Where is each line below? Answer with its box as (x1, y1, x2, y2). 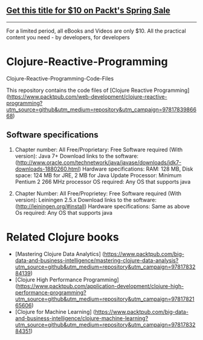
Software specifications (6, 130, 98, 140)
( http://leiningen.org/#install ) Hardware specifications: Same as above (14, 203, 190, 210)
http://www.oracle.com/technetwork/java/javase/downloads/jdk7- (17, 159, 182, 166)
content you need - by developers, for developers (6, 33, 130, 41)
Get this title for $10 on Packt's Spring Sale (6, 5, 170, 16)
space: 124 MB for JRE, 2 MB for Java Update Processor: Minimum (14, 171, 182, 178)
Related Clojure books (6, 230, 119, 244)
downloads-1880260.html (14, 165, 80, 172)
